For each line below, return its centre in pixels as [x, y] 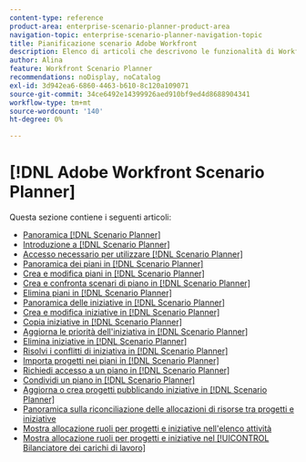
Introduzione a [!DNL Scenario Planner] [96, 245]
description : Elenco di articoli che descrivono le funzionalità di [142, 52]
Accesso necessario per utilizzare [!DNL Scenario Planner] [133, 254]
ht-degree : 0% [36, 119]
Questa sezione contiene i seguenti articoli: [90, 217]
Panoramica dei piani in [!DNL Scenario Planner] [113, 264]
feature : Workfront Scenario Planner [81, 69]
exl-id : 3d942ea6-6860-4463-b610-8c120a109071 [99, 86]
